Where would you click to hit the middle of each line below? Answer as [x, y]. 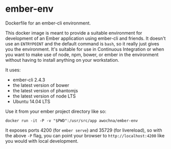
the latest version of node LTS [44, 96]
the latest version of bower [41, 85]
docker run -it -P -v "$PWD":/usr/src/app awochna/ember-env [72, 120]
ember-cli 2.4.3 [29, 80]
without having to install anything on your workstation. [62, 60]
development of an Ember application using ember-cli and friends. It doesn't [86, 38]
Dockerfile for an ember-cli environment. [48, 23]
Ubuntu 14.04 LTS [31, 101]
